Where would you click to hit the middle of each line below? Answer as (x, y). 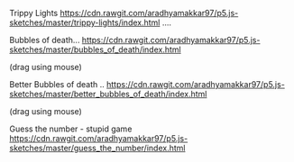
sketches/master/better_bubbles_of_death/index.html (108, 94)
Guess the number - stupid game (71, 129)
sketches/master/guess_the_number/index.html (97, 148)
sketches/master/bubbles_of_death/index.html (96, 49)
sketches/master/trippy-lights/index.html (85, 22)
